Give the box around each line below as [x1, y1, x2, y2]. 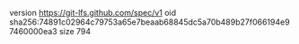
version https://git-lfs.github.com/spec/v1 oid [9, 8, 177, 18]
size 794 [58, 26, 92, 36]
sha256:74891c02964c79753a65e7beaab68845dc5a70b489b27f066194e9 [9, 17, 290, 27]
